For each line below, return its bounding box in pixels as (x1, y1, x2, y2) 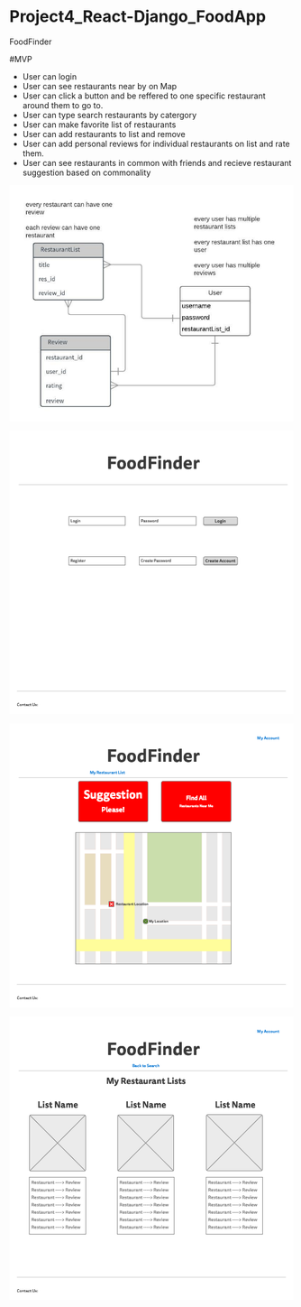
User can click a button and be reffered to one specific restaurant (22, 90, 266, 101)
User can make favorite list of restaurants (22, 119, 177, 130)
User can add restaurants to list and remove (22, 128, 187, 139)
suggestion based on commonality (22, 167, 151, 178)
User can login (22, 70, 78, 82)
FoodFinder (9, 36, 52, 47)
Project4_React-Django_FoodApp (9, 6, 267, 27)
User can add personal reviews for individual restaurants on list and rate (22, 138, 290, 149)
